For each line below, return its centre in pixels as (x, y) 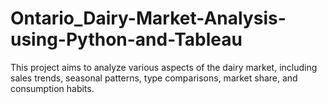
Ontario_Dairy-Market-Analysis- (148, 18)
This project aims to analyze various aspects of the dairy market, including (164, 67)
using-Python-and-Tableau (126, 39)
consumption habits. (52, 88)
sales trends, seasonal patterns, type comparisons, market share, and (154, 78)
